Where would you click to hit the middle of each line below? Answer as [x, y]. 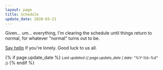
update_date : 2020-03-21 [31, 19]
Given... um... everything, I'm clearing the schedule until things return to [79, 33]
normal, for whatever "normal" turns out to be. [53, 38]
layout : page [19, 10]
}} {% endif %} [20, 63]
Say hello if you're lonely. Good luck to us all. [51, 48]
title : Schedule [22, 14]
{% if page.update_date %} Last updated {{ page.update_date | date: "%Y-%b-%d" [81, 58]
